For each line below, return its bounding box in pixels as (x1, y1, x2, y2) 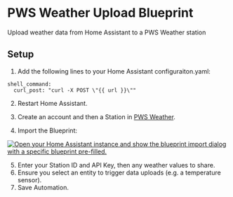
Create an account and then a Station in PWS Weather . (17, 112, 175, 121)
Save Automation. (17, 183, 69, 191)
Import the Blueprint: (17, 126, 77, 135)
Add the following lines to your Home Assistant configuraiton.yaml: (17, 67, 211, 75)
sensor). (17, 175, 42, 184)
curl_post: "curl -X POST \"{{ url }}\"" (13, 86, 137, 94)
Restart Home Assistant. (17, 99, 88, 107)
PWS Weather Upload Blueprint (7, 5, 194, 21)
